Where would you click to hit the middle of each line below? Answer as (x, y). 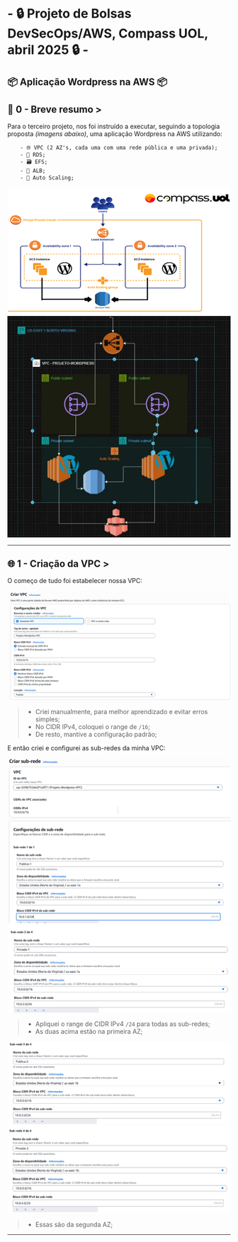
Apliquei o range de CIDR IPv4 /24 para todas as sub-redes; (123, 1024)
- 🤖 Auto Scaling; (47, 178)
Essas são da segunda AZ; (74, 1225)
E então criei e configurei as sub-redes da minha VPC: (87, 747)
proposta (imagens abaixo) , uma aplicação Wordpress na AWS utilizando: (115, 134)
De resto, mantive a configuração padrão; (96, 734)
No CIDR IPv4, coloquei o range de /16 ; (92, 726)
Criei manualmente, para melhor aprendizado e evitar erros (121, 711)
